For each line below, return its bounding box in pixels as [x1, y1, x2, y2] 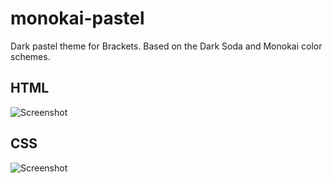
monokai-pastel [10, 7, 145, 30]
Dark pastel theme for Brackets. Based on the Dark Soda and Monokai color [10, 40, 323, 52]
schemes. [10, 50, 51, 62]
